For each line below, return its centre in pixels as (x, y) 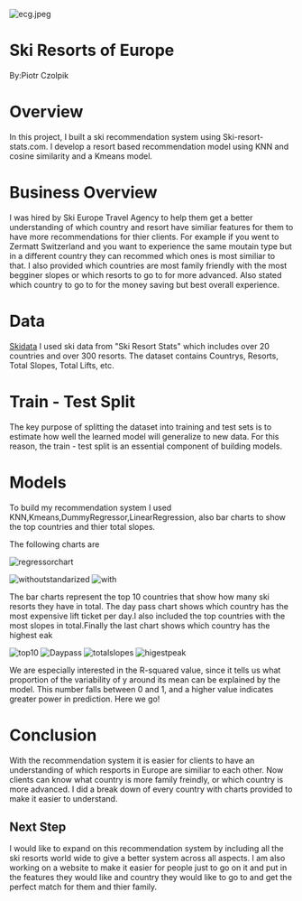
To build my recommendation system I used (91, 507)
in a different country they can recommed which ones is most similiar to (142, 255)
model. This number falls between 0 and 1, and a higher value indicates (142, 689)
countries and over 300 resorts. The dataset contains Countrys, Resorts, (144, 356)
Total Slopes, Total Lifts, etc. (62, 365)
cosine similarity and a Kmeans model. (81, 156)
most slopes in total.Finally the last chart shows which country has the (140, 625)
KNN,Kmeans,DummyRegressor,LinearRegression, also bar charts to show (148, 517)
